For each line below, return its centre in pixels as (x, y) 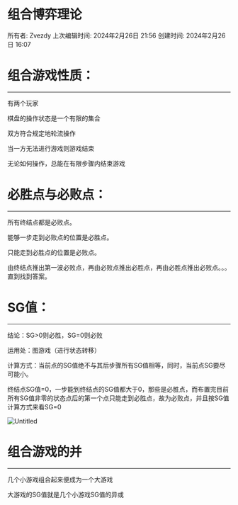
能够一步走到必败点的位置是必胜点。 (60, 237)
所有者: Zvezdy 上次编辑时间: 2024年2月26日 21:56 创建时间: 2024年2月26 (117, 35)
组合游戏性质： (51, 76)
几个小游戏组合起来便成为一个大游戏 (60, 480)
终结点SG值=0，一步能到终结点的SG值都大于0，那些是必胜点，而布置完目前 (118, 389)
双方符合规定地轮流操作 (41, 133)
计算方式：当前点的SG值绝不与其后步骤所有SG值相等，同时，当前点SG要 (113, 365)
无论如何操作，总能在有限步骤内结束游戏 (66, 163)
